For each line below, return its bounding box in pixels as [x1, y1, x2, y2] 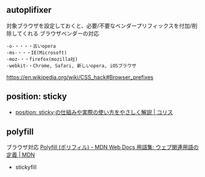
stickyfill [15, 163, 37, 171]
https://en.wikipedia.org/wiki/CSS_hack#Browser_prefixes [6, 73, 153, 81]
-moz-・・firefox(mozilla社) [6, 56, 79, 62]
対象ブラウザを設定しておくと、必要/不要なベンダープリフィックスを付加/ [6, 22, 192, 29]
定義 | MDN [6, 151, 35, 159]
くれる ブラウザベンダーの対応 [22, 29, 99, 37]
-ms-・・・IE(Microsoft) [6, 49, 68, 56]
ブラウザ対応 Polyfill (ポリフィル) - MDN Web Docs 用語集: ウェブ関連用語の [6, 144, 199, 151]
